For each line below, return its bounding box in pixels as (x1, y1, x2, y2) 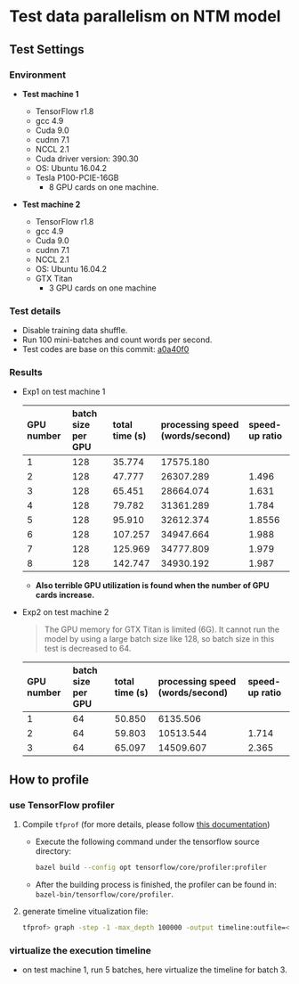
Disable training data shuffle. (21, 325, 128, 336)
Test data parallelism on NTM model (9, 6, 281, 27)
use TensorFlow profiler (9, 799, 115, 811)
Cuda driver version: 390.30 (35, 153, 140, 164)
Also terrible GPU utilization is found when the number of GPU (35, 580, 270, 591)
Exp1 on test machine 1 (21, 386, 106, 398)
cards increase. (35, 590, 95, 601)
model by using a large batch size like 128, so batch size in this (44, 634, 275, 644)
